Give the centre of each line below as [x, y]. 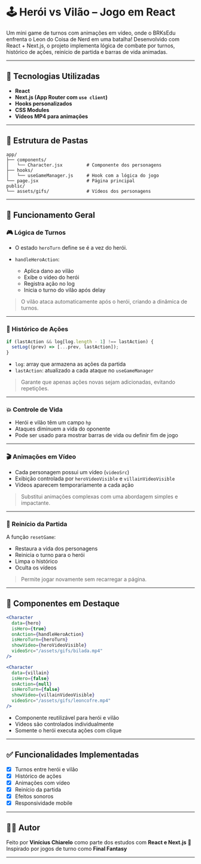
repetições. [35, 389]
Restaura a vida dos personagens [56, 548]
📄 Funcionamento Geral [51, 215]
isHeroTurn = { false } [36, 690]
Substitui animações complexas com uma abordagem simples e [99, 496]
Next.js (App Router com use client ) [61, 97]
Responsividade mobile [44, 803]
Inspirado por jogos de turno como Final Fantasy [67, 848]
